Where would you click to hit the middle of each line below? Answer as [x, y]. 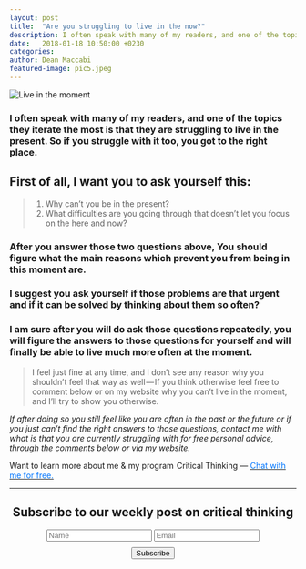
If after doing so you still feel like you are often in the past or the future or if [151, 419]
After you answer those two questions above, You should [138, 247]
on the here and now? [86, 223]
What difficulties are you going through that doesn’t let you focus [167, 213]
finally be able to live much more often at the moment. [131, 352]
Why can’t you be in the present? [107, 203]
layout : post [34, 18]
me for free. [32, 475]
